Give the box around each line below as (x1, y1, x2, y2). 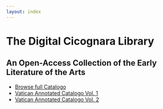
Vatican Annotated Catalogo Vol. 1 (14, 89, 98, 96)
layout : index (6, 8, 42, 15)
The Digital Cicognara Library (6, 34, 155, 48)
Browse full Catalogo (14, 83, 67, 90)
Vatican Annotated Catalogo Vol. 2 (14, 96, 99, 103)
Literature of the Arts (6, 67, 86, 77)
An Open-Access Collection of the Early (6, 58, 157, 68)
